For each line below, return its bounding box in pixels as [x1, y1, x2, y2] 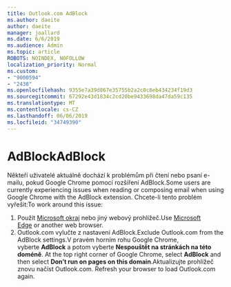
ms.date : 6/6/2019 [7, 36, 60, 43]
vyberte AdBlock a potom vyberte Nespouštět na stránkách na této [17, 243, 212, 251]
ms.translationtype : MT [7, 100, 76, 107]
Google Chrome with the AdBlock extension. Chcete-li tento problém [7, 193, 202, 202]
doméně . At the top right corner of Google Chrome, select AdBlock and [17, 251, 221, 259]
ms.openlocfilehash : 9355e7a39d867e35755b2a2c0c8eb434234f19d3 [7, 87, 193, 94]
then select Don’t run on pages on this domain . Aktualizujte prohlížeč [17, 257, 214, 266]
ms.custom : [7, 67, 39, 74]
